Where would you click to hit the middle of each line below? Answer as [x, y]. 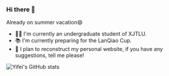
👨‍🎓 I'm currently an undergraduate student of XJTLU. [81, 34]
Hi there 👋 [21, 9]
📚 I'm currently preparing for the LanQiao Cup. [73, 40]
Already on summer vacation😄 [44, 23]
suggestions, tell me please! [49, 55]
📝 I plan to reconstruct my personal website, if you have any [89, 49]
